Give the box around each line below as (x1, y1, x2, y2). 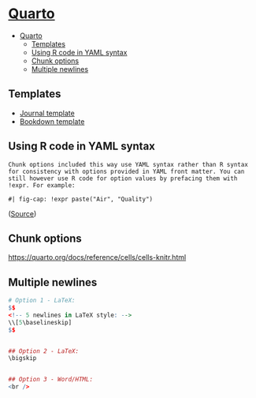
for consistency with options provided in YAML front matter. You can (8, 167, 245, 175)
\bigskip (8, 355, 37, 362)
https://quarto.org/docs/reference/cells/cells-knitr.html (8, 253, 187, 262)
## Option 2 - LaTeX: (8, 347, 80, 355)
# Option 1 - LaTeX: (8, 297, 76, 305)
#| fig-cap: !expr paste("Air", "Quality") (8, 195, 154, 203)
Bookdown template (19, 116, 85, 126)
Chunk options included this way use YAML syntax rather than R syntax (8, 160, 248, 168)
